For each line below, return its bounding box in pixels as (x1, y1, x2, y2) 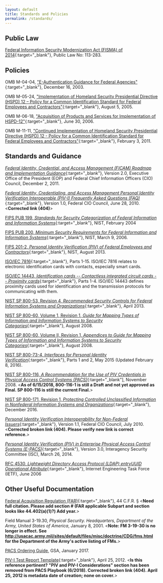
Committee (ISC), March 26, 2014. (5, 451, 73, 457)
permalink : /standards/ (5, 16, 53, 21)
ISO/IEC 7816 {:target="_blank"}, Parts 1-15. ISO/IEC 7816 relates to (5, 258, 137, 264)
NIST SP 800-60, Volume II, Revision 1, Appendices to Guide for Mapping (5, 332, 151, 338)
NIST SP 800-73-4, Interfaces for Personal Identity (5, 352, 107, 357)
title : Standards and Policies (5, 12, 68, 16)
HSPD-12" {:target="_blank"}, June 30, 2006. (5, 118, 95, 124)
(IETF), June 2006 (5, 471, 42, 477)
